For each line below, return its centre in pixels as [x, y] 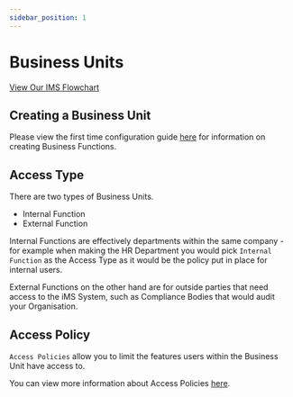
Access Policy [50, 334]
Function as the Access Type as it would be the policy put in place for [138, 260]
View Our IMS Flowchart [55, 87]
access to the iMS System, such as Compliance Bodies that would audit [142, 297]
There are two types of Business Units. [82, 197]
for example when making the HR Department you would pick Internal [141, 251]
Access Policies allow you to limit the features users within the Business [144, 356]
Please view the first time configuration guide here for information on [137, 137]
